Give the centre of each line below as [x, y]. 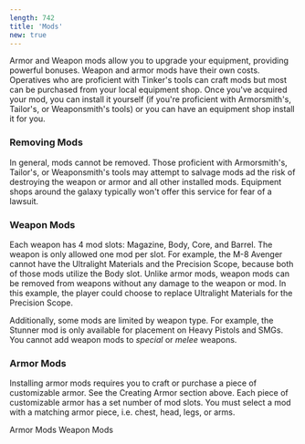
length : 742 [32, 18]
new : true [28, 35]
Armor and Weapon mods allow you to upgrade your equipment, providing [149, 61]
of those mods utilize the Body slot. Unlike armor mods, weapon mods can [150, 274]
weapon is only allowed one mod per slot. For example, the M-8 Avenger [146, 254]
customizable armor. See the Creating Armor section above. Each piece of [149, 393]
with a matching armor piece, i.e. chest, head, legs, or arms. [122, 412]
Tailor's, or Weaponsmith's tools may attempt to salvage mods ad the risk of [152, 172]
